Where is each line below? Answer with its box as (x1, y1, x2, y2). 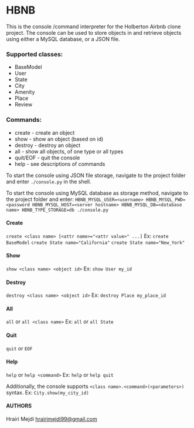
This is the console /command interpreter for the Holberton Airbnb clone (6, 23, 181, 30)
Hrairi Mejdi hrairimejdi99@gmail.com (6, 415, 98, 422)
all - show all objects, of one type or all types (14, 148, 124, 155)
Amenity (14, 89, 35, 96)
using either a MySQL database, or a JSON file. (6, 35, 120, 42)
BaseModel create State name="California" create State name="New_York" (6, 239, 185, 246)
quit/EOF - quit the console (14, 154, 80, 161)
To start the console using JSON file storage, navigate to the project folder (6, 172, 186, 179)
